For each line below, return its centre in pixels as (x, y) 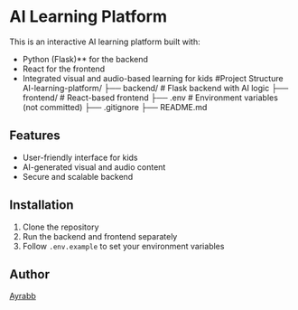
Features (35, 136)
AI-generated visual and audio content (94, 167)
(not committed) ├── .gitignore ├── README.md (115, 107)
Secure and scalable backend (78, 176)
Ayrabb (23, 296)
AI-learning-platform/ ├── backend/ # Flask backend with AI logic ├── (155, 88)
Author (29, 274)
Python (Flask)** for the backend (85, 59)
